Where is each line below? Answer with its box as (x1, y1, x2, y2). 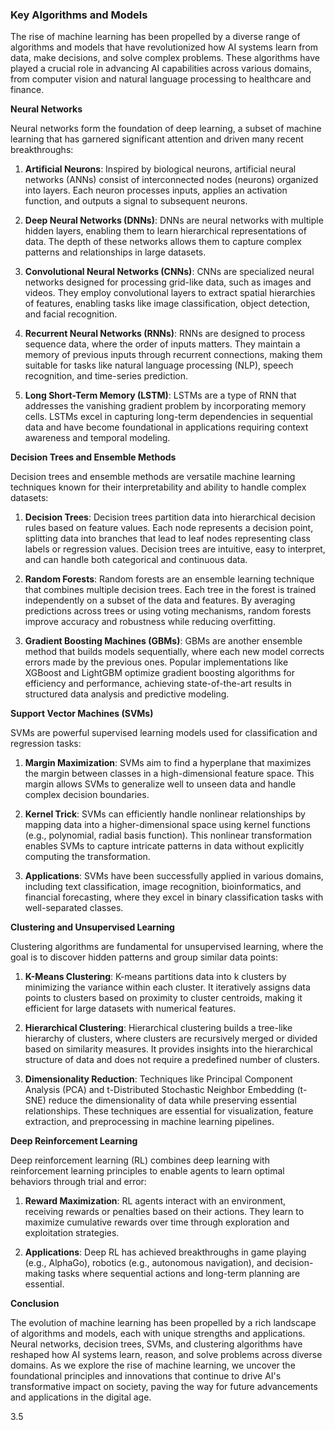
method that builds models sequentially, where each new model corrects (24, 646, 325, 658)
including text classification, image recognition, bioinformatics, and (24, 881, 302, 893)
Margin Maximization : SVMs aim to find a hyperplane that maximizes (24, 757, 312, 769)
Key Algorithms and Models (10, 8, 148, 22)
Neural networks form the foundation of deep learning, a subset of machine (10, 123, 322, 135)
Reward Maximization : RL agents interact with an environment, (24, 1195, 287, 1207)
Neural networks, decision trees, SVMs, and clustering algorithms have (10, 1338, 303, 1350)
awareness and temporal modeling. (24, 432, 171, 444)
